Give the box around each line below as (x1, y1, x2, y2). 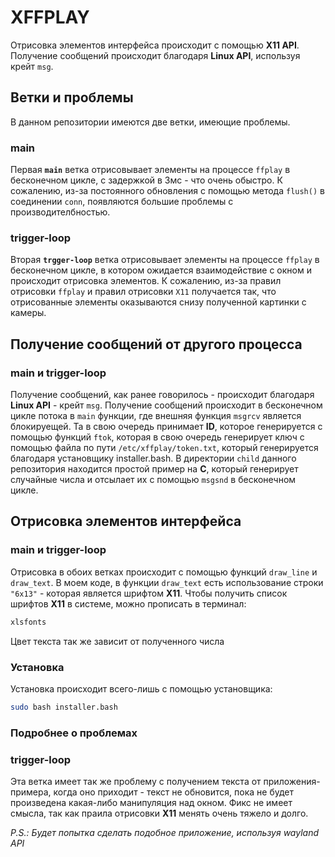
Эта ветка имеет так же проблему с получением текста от (10, 775, 262, 787)
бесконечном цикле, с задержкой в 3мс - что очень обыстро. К (10, 174, 283, 186)
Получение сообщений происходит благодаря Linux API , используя (10, 49, 301, 61)
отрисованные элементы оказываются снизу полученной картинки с (10, 296, 307, 308)
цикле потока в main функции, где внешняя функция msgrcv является (10, 410, 302, 422)
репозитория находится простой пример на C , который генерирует (10, 463, 299, 475)
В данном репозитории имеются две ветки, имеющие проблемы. (10, 116, 291, 128)
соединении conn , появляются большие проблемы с (10, 196, 234, 208)
